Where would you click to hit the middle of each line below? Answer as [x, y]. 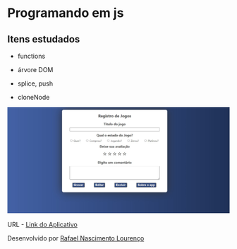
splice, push [35, 83]
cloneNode [34, 97]
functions [31, 56]
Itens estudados [44, 39]
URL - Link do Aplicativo [42, 224]
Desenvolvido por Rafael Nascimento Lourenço [76, 238]
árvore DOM [35, 70]
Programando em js [66, 13]
